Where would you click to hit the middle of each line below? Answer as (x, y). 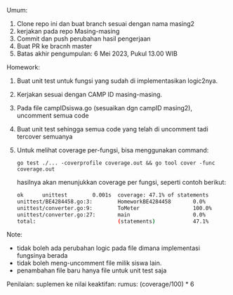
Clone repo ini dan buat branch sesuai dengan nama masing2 (105, 24)
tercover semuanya (45, 137)
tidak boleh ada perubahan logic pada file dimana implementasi (108, 248)
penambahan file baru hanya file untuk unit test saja (92, 270)
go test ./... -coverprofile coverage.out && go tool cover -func (116, 163)
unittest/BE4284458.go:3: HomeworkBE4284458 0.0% (111, 202)
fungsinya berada (42, 256)
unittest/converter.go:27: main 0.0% (111, 215)
